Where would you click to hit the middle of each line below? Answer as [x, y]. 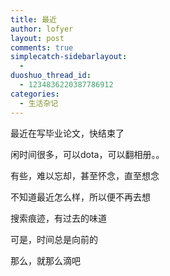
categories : [35, 94]
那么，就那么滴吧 [45, 260]
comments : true [42, 47]
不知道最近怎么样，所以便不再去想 [80, 197]
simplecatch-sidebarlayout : [69, 57]
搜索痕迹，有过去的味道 [58, 218]
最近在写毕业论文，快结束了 [67, 133]
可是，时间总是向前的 [54, 239]
